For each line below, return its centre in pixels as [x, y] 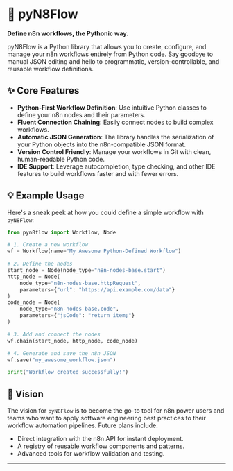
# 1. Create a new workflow [48, 245]
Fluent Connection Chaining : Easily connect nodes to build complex [115, 122]
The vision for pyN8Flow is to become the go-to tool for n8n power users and [116, 411]
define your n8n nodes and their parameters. [81, 114]
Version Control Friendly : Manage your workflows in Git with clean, [114, 151]
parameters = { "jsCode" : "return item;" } [77, 316]
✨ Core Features [43, 91]
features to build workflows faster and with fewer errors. [98, 173]
